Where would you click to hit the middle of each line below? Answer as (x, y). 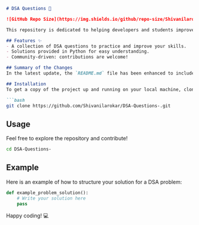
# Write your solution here (51, 198)
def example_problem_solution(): (47, 192)
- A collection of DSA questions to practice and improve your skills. (96, 46)
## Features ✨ (24, 41)
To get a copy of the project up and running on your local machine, (94, 89)
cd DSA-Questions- (29, 149)
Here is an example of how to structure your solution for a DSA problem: (94, 182)
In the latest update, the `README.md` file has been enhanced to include (100, 73)
